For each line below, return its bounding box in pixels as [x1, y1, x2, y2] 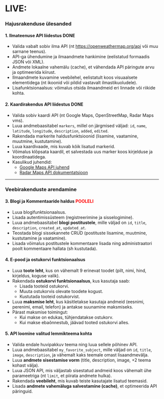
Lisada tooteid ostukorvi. [19, 283, 69, 289]
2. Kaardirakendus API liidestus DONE [5, 101, 84, 107]
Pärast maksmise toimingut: [12, 309, 68, 315]
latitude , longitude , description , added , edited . [12, 128, 109, 133]
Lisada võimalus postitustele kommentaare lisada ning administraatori [12, 240, 152, 246]
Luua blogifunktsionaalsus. [12, 209, 66, 215]
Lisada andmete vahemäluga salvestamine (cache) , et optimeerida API [12, 383, 157, 389]
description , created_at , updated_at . [12, 224, 86, 230]
